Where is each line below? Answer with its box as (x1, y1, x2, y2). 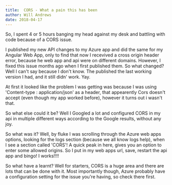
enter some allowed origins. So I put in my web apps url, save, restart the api (5, 147, 167, 154)
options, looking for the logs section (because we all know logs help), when (5, 137, 165, 143)
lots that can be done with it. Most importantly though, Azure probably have (5, 168, 165, 175)
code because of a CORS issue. (5, 36, 73, 43)
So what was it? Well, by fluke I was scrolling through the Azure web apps (5, 131, 162, 137)
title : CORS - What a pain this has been (5, 7, 98, 13)
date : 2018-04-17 (5, 17, 43, 22)
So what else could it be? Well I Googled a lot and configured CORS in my (5, 110, 161, 116)
